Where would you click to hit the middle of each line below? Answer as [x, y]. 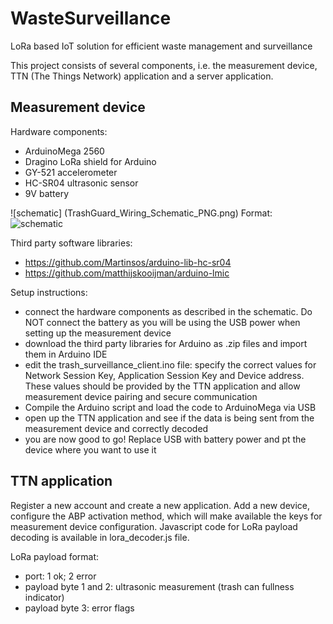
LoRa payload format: [55, 556]
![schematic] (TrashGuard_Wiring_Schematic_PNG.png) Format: [141, 213]
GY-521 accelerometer [71, 172]
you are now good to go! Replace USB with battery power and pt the [165, 439]
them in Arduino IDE [66, 354]
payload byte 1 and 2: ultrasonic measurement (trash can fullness [159, 586]
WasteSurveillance [91, 18]
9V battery [47, 193]
